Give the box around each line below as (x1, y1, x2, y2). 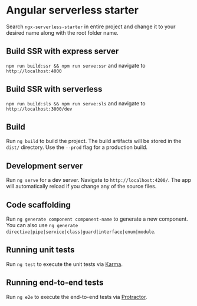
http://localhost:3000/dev (6, 106, 73, 112)
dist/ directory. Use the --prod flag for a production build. (6, 144, 147, 151)
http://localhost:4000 (6, 68, 62, 74)
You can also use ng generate (6, 222, 78, 228)
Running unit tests (6, 245, 75, 255)
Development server (6, 161, 83, 171)
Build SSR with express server (6, 46, 119, 56)
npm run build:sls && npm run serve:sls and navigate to (6, 99, 146, 107)
